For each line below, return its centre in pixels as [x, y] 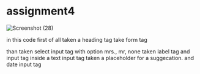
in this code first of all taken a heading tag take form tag [77, 39]
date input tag [24, 64]
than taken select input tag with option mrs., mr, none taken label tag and [98, 51]
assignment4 [41, 11]
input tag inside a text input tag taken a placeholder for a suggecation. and [100, 58]
